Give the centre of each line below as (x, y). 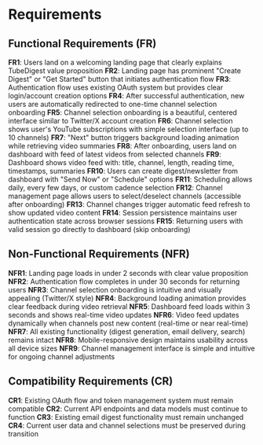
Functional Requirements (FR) (82, 44)
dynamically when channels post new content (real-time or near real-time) (128, 323)
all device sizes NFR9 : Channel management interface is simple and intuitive (131, 348)
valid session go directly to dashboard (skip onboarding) (99, 229)
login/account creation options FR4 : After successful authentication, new (126, 96)
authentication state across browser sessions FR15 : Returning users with (126, 221)
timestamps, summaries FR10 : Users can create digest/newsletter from (123, 171)
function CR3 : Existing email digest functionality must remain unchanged (126, 417)
